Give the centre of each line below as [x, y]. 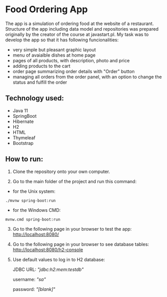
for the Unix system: [34, 191]
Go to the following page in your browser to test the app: [72, 229]
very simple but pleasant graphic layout [54, 49]
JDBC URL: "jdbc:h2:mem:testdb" [48, 269]
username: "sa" [29, 279]
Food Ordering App [46, 9]
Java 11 [20, 110]
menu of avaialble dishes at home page [54, 55]
